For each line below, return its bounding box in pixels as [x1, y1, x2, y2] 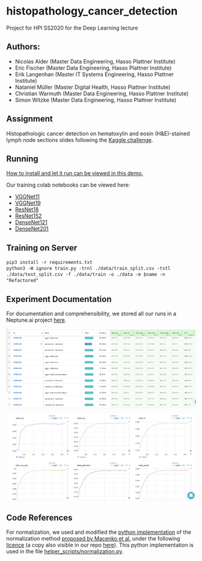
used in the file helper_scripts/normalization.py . [6, 548, 124, 555]
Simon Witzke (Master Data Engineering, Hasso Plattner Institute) [14, 96, 177, 103]
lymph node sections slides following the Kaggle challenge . [6, 136, 153, 143]
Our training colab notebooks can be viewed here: [6, 181, 130, 188]
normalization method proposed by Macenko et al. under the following [6, 535, 180, 542]
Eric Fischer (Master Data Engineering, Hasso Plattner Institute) [14, 64, 172, 71]
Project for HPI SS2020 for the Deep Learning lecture [6, 24, 138, 31]
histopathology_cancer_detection [6, 4, 178, 18]
